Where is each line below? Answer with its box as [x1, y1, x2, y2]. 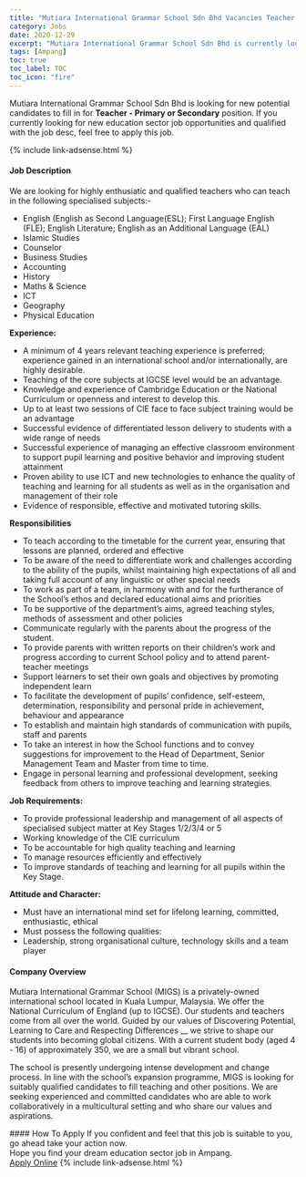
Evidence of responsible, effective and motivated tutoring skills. [22, 500, 262, 511]
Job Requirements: [9, 795, 84, 806]
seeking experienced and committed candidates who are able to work [9, 1091, 271, 1102]
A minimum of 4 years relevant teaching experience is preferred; [22, 345, 266, 356]
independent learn [22, 680, 93, 691]
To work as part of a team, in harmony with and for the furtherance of [22, 583, 284, 594]
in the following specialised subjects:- [9, 195, 152, 206]
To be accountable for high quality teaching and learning [22, 841, 236, 852]
